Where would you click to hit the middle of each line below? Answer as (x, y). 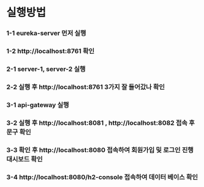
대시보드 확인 (25, 159)
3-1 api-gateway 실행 (38, 105)
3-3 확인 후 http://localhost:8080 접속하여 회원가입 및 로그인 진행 (100, 150)
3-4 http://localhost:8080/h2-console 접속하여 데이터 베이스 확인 (102, 177)
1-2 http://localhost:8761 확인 (51, 51)
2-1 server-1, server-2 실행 (46, 69)
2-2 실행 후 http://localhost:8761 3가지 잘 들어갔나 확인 (86, 87)
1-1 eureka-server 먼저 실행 (46, 33)
